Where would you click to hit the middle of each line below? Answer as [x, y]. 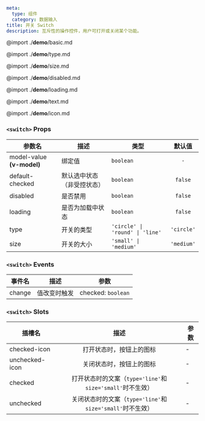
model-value [28, 157]
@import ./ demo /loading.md [42, 90]
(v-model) [25, 164]
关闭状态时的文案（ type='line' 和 [119, 399]
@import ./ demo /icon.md [38, 113]
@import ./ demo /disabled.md [43, 78]
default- [21, 176]
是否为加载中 [80, 207]
